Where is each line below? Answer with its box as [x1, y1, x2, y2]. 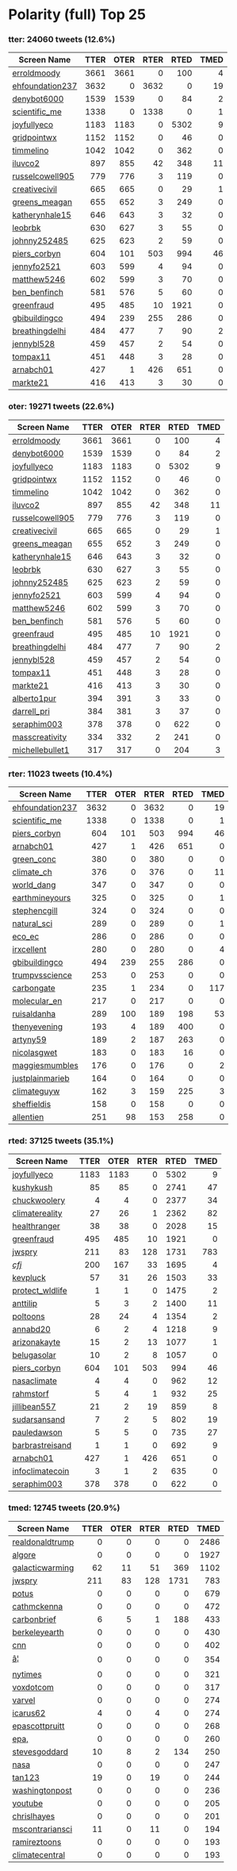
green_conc [12, 854, 57, 865]
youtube [12, 1797, 44, 1808]
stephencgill [12, 905, 58, 916]
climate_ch [12, 866, 53, 878]
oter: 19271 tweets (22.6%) [8, 401, 115, 412]
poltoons [12, 1311, 45, 1322]
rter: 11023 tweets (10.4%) [8, 768, 113, 779]
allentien [12, 1112, 44, 1123]
